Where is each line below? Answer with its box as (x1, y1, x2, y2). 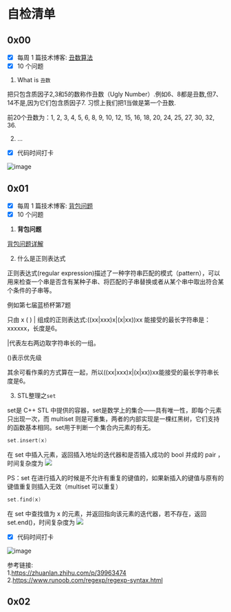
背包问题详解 (7, 239, 43, 248)
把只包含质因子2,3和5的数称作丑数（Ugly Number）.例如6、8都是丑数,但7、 (7, 90, 222, 99)
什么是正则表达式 (16, 255, 66, 263)
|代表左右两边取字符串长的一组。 (7, 339, 100, 347)
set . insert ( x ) (7, 437, 48, 444)
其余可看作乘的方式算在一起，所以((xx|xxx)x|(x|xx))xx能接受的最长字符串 (7, 368, 213, 377)
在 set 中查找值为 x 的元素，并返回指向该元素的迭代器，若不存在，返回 (7, 509, 207, 517)
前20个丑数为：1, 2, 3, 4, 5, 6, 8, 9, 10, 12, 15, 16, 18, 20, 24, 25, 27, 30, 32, (7, 113, 215, 121)
